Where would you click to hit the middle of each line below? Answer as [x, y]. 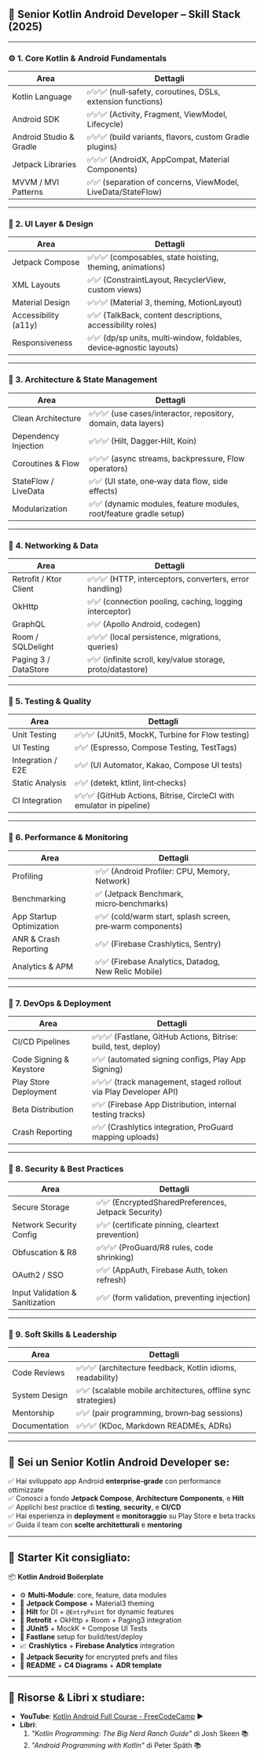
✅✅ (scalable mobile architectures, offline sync [164, 1390]
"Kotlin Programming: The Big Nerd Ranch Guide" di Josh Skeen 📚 [140, 1733]
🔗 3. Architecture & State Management [83, 380]
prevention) [118, 1235]
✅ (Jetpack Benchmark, [139, 894]
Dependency [36, 435]
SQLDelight [33, 647]
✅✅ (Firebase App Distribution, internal [164, 1104]
